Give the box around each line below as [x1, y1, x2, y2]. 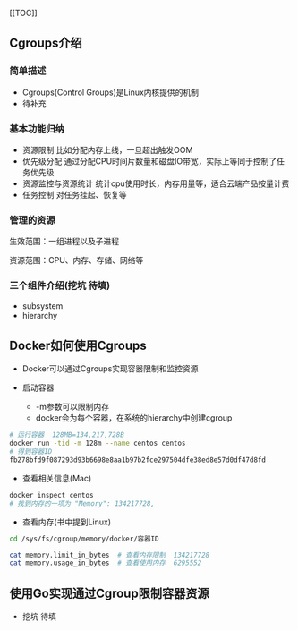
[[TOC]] [9, 8, 38, 18]
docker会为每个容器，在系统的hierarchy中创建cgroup [35, 413, 233, 423]
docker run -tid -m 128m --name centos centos [9, 438, 186, 448]
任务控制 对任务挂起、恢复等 [21, 189, 127, 200]
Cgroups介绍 [9, 36, 82, 51]
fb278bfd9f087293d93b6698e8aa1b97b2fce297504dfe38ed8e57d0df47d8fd [9, 455, 267, 464]
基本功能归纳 [9, 123, 65, 135]
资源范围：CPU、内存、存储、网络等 [9, 255, 144, 266]
